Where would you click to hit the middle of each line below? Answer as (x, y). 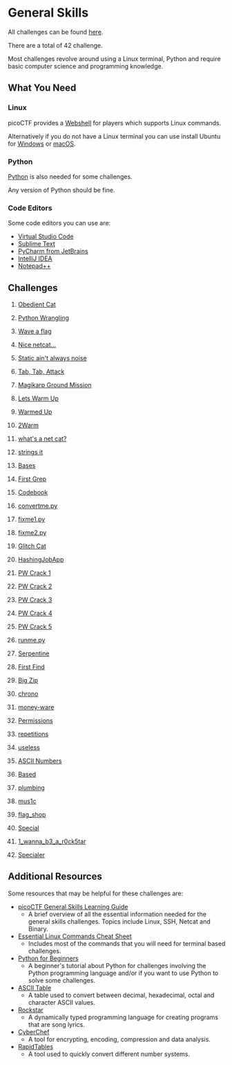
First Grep (32, 479)
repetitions (33, 734)
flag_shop (32, 815)
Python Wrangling (43, 318)
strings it (30, 452)
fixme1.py (31, 519)
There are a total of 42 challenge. (55, 45)
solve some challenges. (62, 980)
